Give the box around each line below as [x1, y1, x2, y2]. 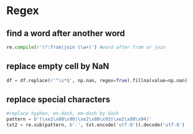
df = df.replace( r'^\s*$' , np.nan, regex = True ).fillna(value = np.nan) [6, 77, 188, 83]
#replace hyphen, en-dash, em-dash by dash [6, 111, 119, 117]
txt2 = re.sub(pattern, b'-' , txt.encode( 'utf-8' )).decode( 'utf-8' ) [6, 122, 185, 128]
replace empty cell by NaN [6, 61, 110, 72]
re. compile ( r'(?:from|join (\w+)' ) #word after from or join [6, 44, 166, 50]
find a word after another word [6, 28, 126, 39]
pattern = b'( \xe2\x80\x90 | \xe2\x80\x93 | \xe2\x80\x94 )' [6, 116, 152, 122]
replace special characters [6, 94, 110, 105]
